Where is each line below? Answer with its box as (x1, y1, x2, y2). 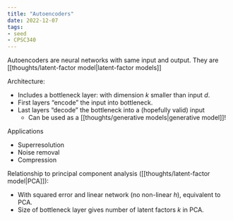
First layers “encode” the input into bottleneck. (17, 98, 153, 107)
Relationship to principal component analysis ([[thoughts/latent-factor (7, 169, 210, 178)
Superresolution (17, 141, 65, 149)
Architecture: (7, 77, 46, 85)
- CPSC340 (7, 37, 37, 44)
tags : (7, 23, 23, 30)
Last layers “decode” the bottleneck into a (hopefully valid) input (17, 106, 205, 114)
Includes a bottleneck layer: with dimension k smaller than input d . (17, 91, 210, 100)
